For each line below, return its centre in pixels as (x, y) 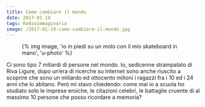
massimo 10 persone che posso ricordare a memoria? (74, 97)
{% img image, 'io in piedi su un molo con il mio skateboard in (100, 46)
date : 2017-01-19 (29, 18)
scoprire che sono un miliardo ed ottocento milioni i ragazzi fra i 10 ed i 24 (100, 78)
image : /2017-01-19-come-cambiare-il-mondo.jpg (68, 29)
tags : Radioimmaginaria (37, 23)
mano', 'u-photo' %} (47, 53)
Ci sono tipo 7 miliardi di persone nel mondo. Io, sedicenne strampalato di (99, 65)
